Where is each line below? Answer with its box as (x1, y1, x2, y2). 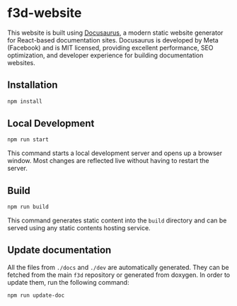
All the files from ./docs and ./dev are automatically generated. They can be (7, 263, 230, 271)
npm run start (7, 136, 50, 143)
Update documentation (7, 244, 112, 256)
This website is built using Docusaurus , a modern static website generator (7, 28, 224, 37)
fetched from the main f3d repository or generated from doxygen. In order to (7, 271, 231, 279)
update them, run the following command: (7, 278, 129, 286)
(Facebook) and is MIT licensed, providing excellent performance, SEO (7, 43, 214, 52)
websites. (7, 58, 35, 67)
